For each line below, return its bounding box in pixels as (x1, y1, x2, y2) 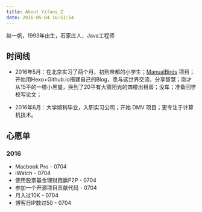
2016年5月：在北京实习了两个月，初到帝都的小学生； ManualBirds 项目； (14, 68, 195, 75)
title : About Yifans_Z (6, 8, 63, 15)
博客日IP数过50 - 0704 (14, 199, 72, 206)
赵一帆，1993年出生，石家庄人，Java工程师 (6, 31, 115, 39)
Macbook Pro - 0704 (14, 163, 68, 170)
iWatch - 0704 (14, 170, 51, 176)
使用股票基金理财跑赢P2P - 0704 (14, 176, 96, 184)
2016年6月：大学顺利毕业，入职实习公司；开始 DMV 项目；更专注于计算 (14, 104, 194, 111)
